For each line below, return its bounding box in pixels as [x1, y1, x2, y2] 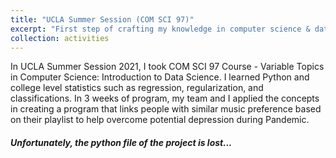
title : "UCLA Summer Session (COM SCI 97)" [10, 14, 195, 25]
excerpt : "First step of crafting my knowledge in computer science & [10, 24, 311, 34]
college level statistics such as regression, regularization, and [10, 82, 264, 94]
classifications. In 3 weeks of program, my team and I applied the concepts [10, 92, 320, 105]
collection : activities [10, 33, 110, 43]
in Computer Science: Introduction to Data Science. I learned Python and [10, 71, 310, 83]
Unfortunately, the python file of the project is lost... [10, 136, 233, 148]
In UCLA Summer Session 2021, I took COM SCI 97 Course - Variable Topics [10, 61, 325, 73]
